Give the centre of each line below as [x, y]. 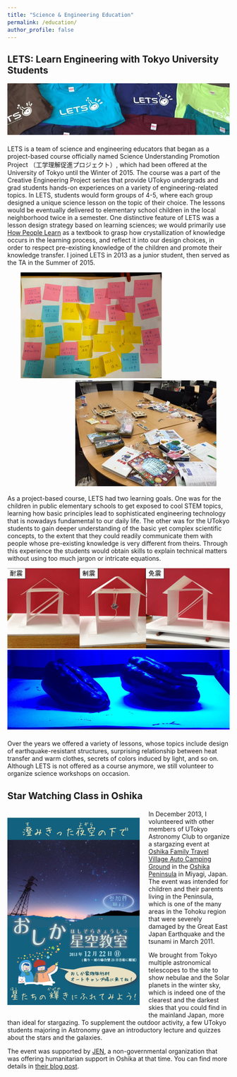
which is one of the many [185, 903]
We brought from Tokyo [183, 955]
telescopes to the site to [183, 970]
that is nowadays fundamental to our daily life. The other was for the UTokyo [119, 521]
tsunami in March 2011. [182, 941]
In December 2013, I [177, 814]
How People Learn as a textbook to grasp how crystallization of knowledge [116, 233]
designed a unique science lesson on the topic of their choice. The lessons [116, 203]
